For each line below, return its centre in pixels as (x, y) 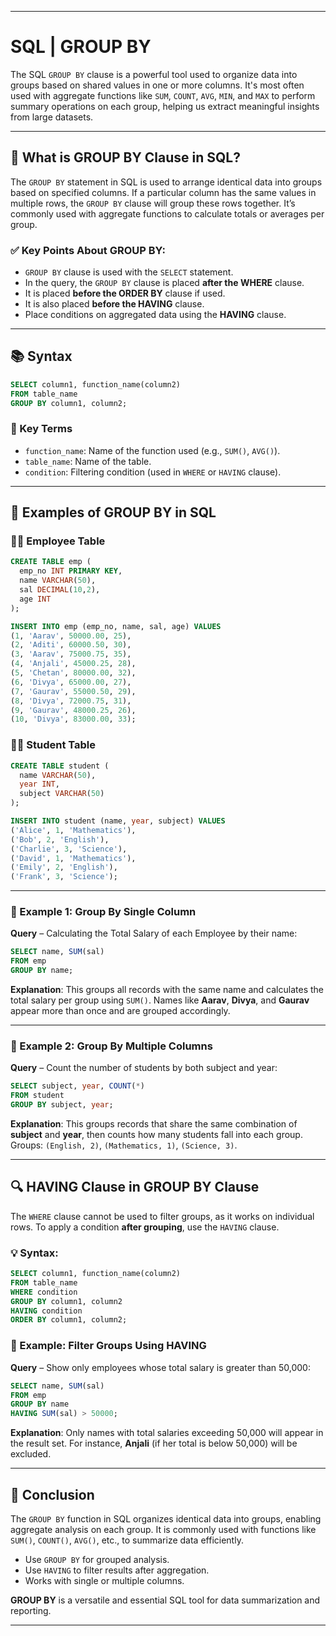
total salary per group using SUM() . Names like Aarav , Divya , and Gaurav (160, 1000)
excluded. (31, 1454)
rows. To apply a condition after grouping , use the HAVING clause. (145, 1227)
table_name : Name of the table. (88, 461)
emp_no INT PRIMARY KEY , (71, 571)
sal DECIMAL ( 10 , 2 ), (60, 590)
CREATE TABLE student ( (60, 766)
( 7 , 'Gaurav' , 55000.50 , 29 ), (73, 691)
